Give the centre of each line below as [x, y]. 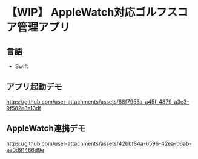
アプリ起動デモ [34, 87]
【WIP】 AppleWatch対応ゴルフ [87, 12]
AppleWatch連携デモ [46, 129]
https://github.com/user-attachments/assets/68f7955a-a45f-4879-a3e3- [98, 101]
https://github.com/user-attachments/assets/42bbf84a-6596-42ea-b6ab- [99, 143]
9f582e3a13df [24, 108]
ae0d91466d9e [25, 150]
